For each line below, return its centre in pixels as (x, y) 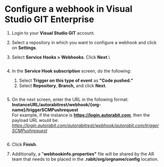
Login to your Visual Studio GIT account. (53, 33)
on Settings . (24, 48)
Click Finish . (24, 144)
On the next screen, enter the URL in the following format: (70, 99)
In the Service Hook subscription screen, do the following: (71, 71)
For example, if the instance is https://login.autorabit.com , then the (81, 115)
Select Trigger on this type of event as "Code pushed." (76, 80)
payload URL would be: (35, 120)
